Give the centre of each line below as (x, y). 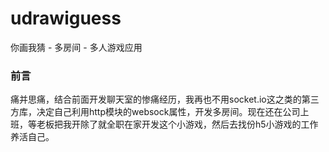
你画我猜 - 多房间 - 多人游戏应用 (76, 47)
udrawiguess (66, 18)
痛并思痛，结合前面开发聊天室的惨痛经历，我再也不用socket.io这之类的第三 (165, 99)
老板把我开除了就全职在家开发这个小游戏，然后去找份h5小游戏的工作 (177, 124)
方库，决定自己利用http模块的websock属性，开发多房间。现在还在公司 (155, 112)
